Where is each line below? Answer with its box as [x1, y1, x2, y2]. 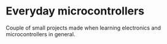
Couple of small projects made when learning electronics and [6, 24, 161, 31]
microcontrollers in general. [6, 30, 76, 37]
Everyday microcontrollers [6, 4, 145, 18]
